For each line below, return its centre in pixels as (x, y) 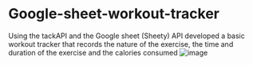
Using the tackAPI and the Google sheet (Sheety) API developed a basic (127, 36)
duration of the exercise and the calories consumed (93, 52)
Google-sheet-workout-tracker (114, 14)
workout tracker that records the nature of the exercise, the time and (121, 44)
